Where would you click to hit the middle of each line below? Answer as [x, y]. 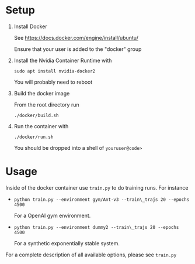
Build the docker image [42, 93]
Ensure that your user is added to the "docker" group [78, 49]
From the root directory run [46, 104]
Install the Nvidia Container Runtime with [63, 60]
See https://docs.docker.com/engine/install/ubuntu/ [76, 37]
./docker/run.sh [34, 137]
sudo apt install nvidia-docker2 [55, 71]
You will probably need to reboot [53, 82]
